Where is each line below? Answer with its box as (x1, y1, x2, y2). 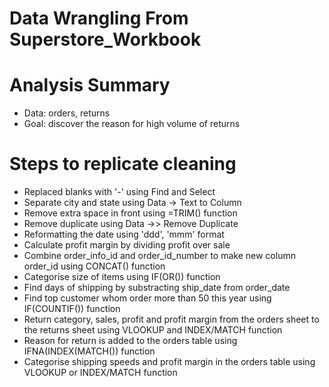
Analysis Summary (9, 74, 171, 97)
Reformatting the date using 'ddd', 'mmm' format (23, 228, 225, 241)
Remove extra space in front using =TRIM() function (23, 207, 238, 219)
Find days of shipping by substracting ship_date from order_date (23, 282, 291, 294)
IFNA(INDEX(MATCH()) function (23, 345, 156, 357)
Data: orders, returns (23, 107, 111, 119)
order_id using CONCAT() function (23, 260, 166, 272)
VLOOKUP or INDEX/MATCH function (23, 367, 178, 379)
